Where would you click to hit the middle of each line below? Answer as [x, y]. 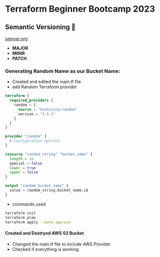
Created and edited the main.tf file [47, 82]
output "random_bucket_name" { [37, 186]
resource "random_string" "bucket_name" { [49, 154]
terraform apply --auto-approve [38, 222]
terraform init [20, 213]
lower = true [23, 168]
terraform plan [20, 217]
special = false [26, 163]
